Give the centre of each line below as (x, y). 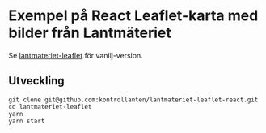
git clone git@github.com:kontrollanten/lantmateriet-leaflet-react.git (133, 100)
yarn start (27, 121)
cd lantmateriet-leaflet (50, 107)
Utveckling (36, 81)
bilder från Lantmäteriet (90, 33)
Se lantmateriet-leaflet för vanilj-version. (76, 55)
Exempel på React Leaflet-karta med (133, 16)
